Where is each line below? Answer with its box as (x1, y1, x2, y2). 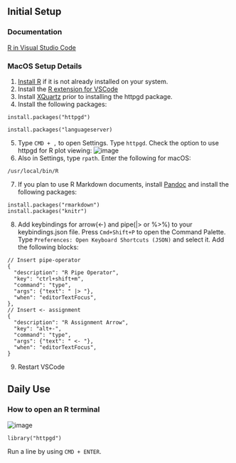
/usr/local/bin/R (7, 167, 59, 175)
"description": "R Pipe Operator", (14, 269, 119, 276)
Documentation (7, 27, 63, 37)
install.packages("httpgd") (7, 113, 91, 120)
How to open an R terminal (7, 405, 100, 415)
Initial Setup (7, 6, 62, 18)
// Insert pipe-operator (7, 256, 81, 264)
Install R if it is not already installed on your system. (17, 77, 168, 85)
